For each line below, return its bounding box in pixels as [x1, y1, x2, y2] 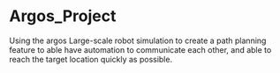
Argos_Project [9, 6, 117, 26]
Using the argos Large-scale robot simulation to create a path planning [9, 35, 267, 46]
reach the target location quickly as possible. [9, 54, 173, 64]
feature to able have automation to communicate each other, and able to [9, 44, 272, 55]
